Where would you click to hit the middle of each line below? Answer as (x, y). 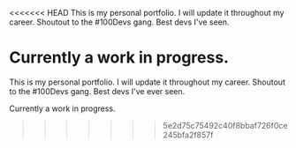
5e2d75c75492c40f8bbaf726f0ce (225, 125)
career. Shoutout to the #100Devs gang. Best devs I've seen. (119, 22)
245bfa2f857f (188, 135)
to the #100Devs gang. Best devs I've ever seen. (97, 91)
